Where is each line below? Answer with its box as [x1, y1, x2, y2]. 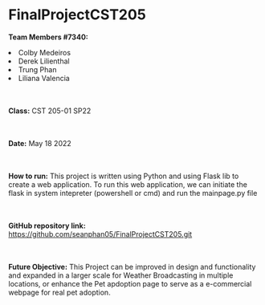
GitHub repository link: [8, 221, 86, 230]
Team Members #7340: [8, 32, 88, 42]
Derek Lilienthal [18, 56, 70, 66]
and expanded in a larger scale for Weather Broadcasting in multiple [8, 270, 234, 280]
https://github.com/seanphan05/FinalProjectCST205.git [8, 229, 193, 238]
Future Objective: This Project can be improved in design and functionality [8, 262, 256, 271]
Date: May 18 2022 [8, 138, 72, 148]
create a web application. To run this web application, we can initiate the [8, 179, 247, 189]
